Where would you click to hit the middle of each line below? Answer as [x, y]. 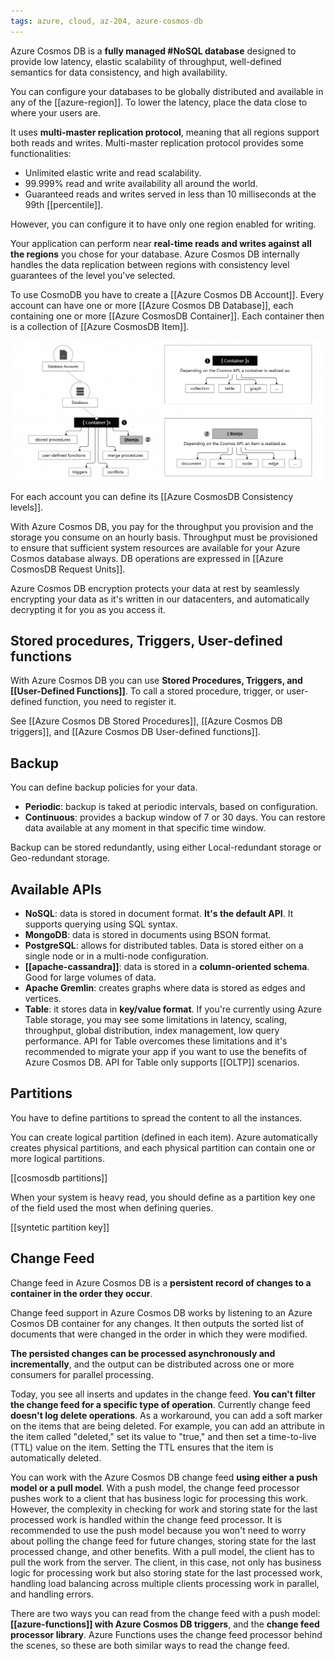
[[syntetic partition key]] [60, 1227]
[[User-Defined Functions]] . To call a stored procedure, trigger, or [147, 691]
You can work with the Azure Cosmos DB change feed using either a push [164, 1477]
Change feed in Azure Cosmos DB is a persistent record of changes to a [161, 1282]
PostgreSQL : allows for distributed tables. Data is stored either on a [164, 945]
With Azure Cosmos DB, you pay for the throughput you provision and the [162, 526]
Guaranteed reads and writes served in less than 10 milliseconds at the [170, 194]
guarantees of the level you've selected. [93, 275]
